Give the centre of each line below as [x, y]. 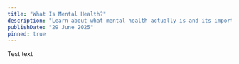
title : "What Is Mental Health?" [57, 14]
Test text [20, 54]
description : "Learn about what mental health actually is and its [110, 21]
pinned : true [27, 34]
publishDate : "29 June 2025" [51, 27]
